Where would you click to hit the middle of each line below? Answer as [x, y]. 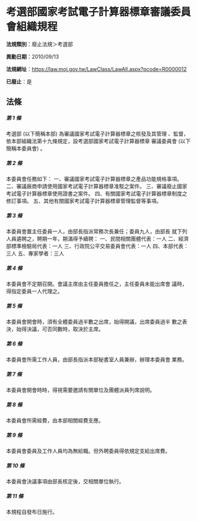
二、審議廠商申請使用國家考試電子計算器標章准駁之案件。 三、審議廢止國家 [97, 186]
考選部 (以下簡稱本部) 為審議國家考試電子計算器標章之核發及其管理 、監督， [98, 134]
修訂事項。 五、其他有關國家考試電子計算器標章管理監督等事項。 [84, 201]
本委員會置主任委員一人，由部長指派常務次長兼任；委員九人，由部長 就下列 [97, 231]
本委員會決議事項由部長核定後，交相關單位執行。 [65, 482]
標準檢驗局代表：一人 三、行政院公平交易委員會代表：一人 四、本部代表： [100, 246]
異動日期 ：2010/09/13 [33, 56]
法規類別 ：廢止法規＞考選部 [40, 44]
